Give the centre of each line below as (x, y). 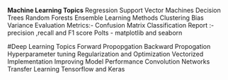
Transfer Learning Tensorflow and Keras (66, 69)
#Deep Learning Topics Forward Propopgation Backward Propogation (109, 46)
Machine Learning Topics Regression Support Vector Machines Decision (114, 10)
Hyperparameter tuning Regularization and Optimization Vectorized (106, 54)
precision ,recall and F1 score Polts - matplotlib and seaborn (95, 33)
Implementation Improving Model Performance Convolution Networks (109, 62)
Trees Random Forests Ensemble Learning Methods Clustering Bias (106, 18)
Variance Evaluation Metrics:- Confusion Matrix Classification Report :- (111, 25)
